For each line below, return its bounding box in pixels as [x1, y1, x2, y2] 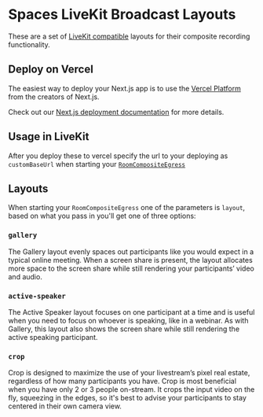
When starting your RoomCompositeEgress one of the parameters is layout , [8, 203, 246, 212]
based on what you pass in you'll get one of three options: [8, 211, 196, 221]
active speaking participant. [8, 332, 98, 341]
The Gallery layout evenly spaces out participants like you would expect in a [8, 246, 254, 256]
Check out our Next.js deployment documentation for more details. [8, 107, 225, 116]
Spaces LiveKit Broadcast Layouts [8, 6, 236, 24]
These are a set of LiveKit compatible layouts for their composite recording [8, 31, 250, 41]
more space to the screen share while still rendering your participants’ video [8, 264, 255, 273]
